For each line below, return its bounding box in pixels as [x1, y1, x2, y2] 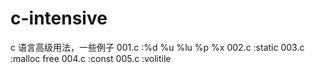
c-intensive [10, 7, 108, 30]
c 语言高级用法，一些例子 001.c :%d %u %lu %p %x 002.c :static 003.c [10, 41, 305, 53]
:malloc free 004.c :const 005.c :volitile [10, 52, 172, 64]
